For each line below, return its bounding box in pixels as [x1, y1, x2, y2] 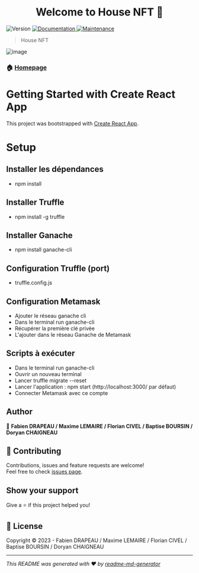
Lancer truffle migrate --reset [14, 377, 87, 384]
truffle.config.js [14, 279, 52, 286]
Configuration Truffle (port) [6, 263, 110, 273]
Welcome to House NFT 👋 [35, 5, 164, 19]
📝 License [6, 521, 43, 531]
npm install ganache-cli [14, 246, 72, 253]
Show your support [6, 485, 79, 496]
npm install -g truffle [14, 213, 65, 220]
